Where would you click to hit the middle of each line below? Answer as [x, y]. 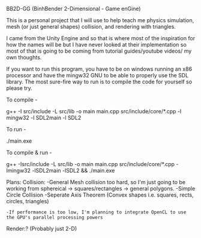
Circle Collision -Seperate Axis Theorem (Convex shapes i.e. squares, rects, [100, 195]
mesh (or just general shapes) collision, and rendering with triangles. [91, 27]
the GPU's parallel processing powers [55, 218]
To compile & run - [29, 153]
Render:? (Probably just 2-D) [42, 228]
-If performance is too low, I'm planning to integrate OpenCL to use [96, 212]
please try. [19, 88]
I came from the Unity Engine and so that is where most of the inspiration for [101, 38]
